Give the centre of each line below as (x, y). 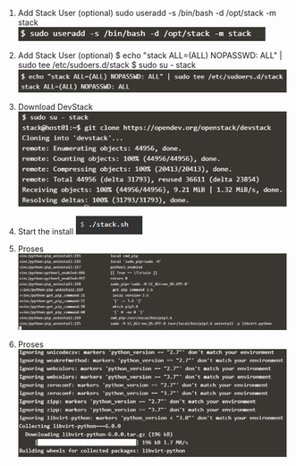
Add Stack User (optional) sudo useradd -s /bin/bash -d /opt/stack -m (147, 13)
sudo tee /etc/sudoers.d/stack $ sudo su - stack (107, 65)
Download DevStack (55, 106)
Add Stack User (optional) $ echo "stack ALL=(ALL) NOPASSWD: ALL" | (150, 55)
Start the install (46, 232)
